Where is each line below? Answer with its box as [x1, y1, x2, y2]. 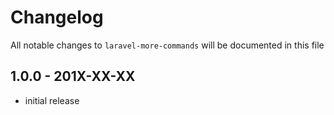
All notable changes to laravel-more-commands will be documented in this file [10, 39, 325, 51]
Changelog [10, 6, 104, 29]
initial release [24, 94, 80, 106]
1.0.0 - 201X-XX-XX [10, 68, 136, 85]
